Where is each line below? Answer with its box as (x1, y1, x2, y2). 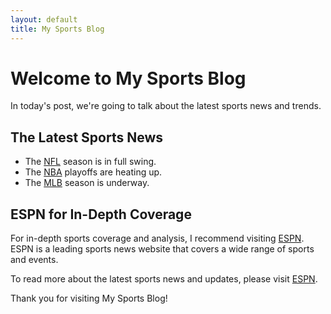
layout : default (10, 14, 78, 25)
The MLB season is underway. (24, 177, 150, 189)
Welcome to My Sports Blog (10, 67, 247, 90)
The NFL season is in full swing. (24, 156, 157, 168)
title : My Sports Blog (10, 24, 105, 34)
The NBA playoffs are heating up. (24, 166, 163, 178)
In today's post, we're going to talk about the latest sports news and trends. (10, 100, 322, 112)
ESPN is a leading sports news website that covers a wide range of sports (10, 243, 315, 255)
